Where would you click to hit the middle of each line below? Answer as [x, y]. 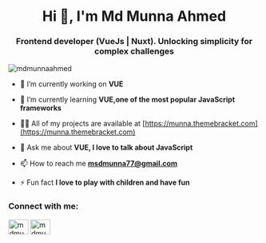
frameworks [41, 108]
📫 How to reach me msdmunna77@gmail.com [99, 164]
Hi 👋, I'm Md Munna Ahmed [134, 16]
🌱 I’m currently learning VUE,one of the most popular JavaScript [127, 100]
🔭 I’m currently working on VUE [71, 84]
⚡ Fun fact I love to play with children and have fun [105, 182]
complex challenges [134, 51]
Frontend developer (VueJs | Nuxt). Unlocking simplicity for [134, 42]
